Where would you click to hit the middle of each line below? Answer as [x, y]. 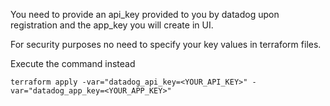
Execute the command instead [73, 63]
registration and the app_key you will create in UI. [112, 25]
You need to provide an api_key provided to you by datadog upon [145, 14]
